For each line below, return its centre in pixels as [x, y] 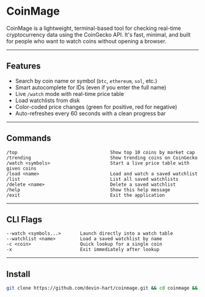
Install [18, 274]
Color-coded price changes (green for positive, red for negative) [96, 107]
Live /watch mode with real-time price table [70, 94]
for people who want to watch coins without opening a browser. [86, 41]
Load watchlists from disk [48, 100]
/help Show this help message [88, 190]
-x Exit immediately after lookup [83, 250]
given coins [21, 168]
